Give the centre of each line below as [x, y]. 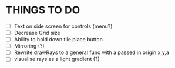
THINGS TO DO [43, 10]
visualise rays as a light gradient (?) [57, 59]
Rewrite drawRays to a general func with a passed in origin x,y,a [92, 52]
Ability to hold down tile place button [58, 40]
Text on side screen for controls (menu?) [63, 26]
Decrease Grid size [37, 33]
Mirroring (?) [29, 46]
